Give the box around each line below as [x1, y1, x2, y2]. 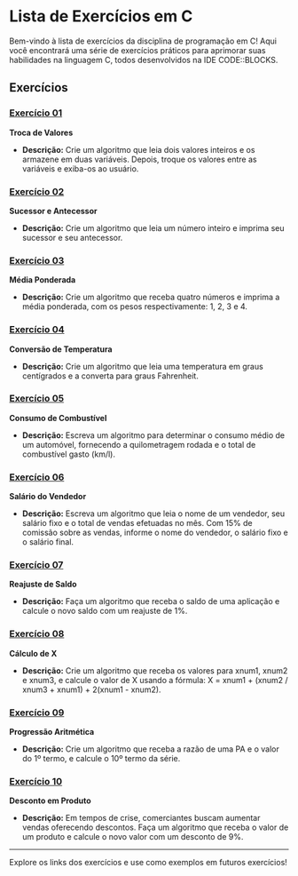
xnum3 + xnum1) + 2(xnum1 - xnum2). [21, 684, 161, 695]
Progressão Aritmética [9, 727, 95, 737]
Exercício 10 [9, 775, 63, 787]
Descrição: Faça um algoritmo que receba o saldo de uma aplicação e [21, 596, 280, 607]
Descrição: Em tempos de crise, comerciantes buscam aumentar [21, 813, 261, 824]
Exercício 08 [9, 628, 65, 641]
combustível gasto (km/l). [21, 449, 115, 459]
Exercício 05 [9, 393, 65, 405]
